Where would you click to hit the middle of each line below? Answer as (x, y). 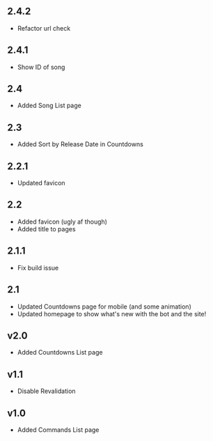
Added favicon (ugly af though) (62, 222)
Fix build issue (38, 268)
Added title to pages (46, 229)
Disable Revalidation (46, 391)
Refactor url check (44, 28)
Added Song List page (49, 106)
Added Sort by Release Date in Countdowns (80, 144)
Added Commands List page (58, 430)
